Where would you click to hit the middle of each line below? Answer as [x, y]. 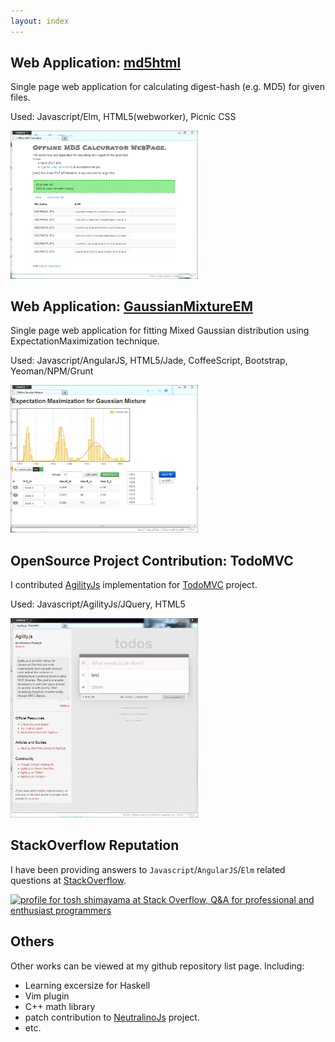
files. [20, 97]
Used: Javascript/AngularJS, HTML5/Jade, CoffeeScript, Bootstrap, [149, 361]
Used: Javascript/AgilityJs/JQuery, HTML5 [98, 604]
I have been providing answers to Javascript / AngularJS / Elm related [148, 869]
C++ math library [60, 1006]
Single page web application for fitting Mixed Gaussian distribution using [160, 331]
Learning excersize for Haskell [87, 985]
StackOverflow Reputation [95, 845]
